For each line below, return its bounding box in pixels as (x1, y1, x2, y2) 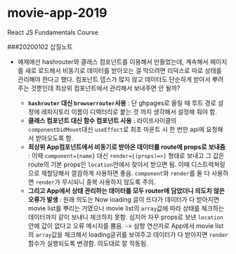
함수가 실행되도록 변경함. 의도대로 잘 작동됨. (27, 239, 149, 247)
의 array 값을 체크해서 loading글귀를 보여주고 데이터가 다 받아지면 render (27, 230, 228, 239)
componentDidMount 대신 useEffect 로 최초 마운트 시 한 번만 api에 (27, 125, 205, 133)
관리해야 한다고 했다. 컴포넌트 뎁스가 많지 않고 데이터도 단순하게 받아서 (17, 75, 211, 83)
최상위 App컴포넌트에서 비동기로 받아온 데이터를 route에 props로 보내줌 (27, 142, 226, 151)
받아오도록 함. (35, 133, 74, 142)
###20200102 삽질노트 (7, 42, 73, 51)
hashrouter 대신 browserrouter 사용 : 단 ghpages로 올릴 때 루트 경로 (27, 98, 216, 107)
